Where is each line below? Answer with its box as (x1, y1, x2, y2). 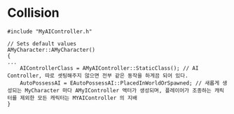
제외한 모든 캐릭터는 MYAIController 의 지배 (20, 94, 138, 101)
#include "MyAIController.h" (7, 28, 92, 35)
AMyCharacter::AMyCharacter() (7, 46, 96, 53)
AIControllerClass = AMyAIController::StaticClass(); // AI (20, 64, 199, 71)
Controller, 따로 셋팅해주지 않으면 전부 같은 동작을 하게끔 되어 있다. (7, 72, 188, 79)
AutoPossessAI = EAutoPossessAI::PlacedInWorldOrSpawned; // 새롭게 (20, 79, 219, 87)
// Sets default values (7, 40, 77, 47)
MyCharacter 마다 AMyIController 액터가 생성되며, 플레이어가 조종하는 (24, 87, 212, 94)
